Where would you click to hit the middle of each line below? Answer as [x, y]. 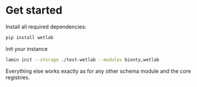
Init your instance [27, 49]
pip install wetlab [30, 37]
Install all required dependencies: [46, 27]
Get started [34, 10]
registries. [18, 77]
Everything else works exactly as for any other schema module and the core [98, 71]
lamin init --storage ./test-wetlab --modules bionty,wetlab [83, 60]
